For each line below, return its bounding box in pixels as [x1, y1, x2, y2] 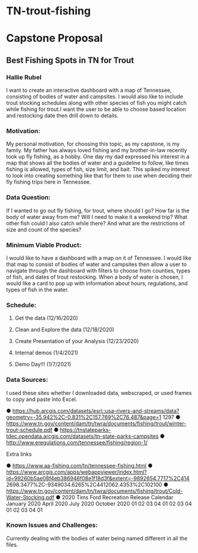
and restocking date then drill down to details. [6, 112, 119, 119]
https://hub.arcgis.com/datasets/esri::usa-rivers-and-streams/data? [12, 407, 180, 414]
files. [6, 541, 18, 548]
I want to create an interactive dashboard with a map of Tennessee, [6, 86, 172, 94]
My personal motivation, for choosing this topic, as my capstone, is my [6, 140, 180, 147]
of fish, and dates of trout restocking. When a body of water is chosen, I [6, 273, 183, 280]
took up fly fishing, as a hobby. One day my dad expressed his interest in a [6, 153, 190, 160]
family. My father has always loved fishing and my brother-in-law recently [6, 147, 187, 154]
